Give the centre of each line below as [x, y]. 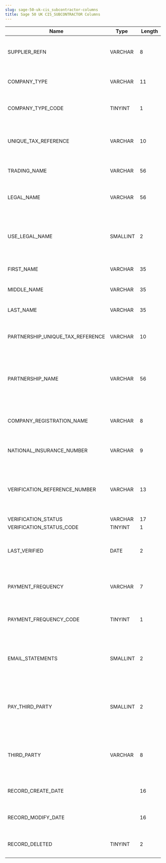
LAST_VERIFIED [25, 551]
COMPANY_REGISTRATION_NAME [48, 420]
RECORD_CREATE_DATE [36, 791]
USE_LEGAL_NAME [30, 236]
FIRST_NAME [23, 269]
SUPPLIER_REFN [27, 51]
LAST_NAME [22, 310]
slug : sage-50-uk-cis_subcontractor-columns [52, 10]
